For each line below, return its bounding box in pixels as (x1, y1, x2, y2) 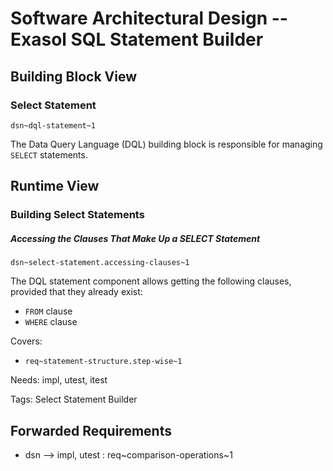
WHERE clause (24, 316, 78, 328)
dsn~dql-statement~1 (10, 120, 97, 131)
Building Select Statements (10, 208, 145, 222)
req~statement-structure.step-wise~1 (24, 357, 183, 367)
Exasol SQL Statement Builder (10, 28, 264, 51)
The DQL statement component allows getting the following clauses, (10, 275, 292, 287)
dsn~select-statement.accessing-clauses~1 (10, 258, 190, 268)
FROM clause (24, 305, 73, 317)
